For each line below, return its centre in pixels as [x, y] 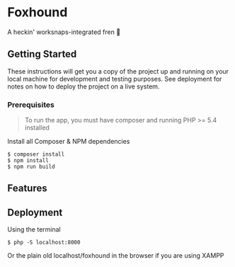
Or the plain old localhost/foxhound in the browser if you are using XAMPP [116, 256]
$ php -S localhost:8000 [44, 243]
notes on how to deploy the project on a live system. [84, 86]
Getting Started [42, 54]
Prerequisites [31, 105]
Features [27, 188]
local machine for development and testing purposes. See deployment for [115, 79]
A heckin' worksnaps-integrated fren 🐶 [64, 32]
